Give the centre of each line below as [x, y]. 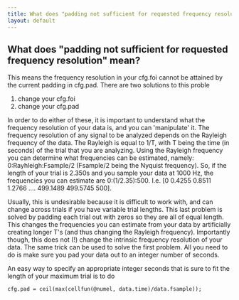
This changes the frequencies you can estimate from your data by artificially [119, 225]
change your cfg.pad [48, 107]
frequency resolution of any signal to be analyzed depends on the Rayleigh [117, 135]
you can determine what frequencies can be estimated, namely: [101, 158]
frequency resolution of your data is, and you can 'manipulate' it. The [108, 128]
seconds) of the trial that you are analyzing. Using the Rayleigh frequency [115, 151]
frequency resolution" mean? [74, 60]
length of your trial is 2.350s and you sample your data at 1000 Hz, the [111, 173]
